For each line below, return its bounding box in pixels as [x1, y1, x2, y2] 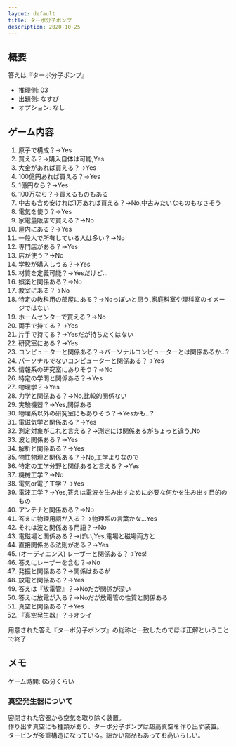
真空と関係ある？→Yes [18, 602, 85, 611]
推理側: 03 [18, 86, 48, 95]
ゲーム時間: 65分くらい [8, 677, 74, 685]
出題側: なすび [18, 95, 59, 103]
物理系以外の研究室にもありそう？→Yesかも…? [18, 409, 154, 418]
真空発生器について [8, 696, 73, 706]
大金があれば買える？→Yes [18, 164, 97, 172]
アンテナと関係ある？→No [18, 506, 94, 514]
